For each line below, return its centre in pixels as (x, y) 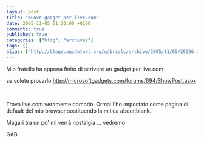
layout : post (23, 12)
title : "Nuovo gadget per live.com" (53, 18)
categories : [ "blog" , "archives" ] (50, 40)
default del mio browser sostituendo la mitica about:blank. (79, 111)
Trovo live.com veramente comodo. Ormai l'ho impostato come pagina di (97, 104)
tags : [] (17, 46)
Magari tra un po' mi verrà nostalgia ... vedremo (66, 122)
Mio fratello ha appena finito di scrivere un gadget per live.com (85, 69)
